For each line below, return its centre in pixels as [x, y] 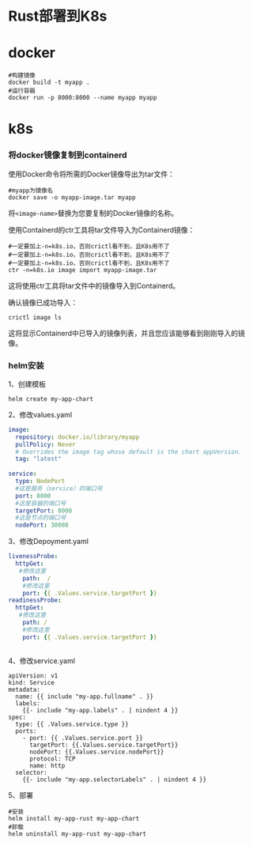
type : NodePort [40, 482]
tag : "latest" [38, 459]
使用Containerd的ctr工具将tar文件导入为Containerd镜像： [102, 229]
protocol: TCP [53, 759]
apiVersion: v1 [33, 676]
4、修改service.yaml [42, 660]
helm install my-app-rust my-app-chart [74, 818]
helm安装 [26, 365]
